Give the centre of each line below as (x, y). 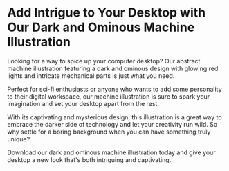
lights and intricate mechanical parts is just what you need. (91, 76)
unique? (19, 139)
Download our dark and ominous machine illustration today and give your (111, 152)
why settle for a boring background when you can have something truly (109, 132)
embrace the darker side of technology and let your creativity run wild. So (112, 124)
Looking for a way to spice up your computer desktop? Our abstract (104, 61)
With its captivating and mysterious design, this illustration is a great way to (115, 117)
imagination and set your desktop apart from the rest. (83, 103)
